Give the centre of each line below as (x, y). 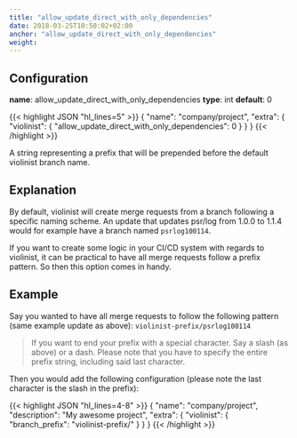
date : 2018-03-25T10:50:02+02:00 (71, 26)
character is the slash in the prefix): (74, 388)
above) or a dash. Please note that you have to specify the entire (149, 352)
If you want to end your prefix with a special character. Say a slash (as (160, 342)
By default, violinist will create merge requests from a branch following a (142, 211)
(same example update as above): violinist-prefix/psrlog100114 (130, 325)
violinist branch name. (50, 163)
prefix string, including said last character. (108, 362)
